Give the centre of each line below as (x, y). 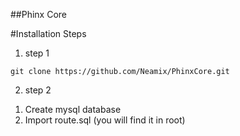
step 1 (37, 53)
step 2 (38, 90)
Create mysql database (73, 109)
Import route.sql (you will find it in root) (105, 120)
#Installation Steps (48, 33)
